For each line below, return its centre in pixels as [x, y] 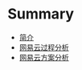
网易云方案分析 [44, 57]
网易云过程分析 [44, 47]
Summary [41, 14]
